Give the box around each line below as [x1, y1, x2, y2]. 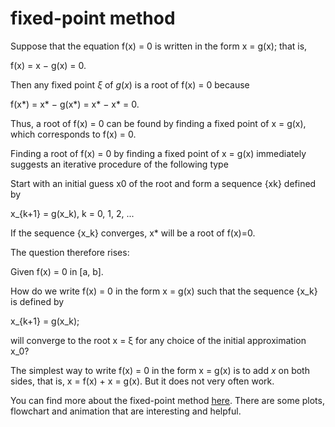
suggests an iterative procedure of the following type [10, 158, 229, 170]
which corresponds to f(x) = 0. [10, 128, 137, 140]
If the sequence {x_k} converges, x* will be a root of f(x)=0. [10, 227, 256, 239]
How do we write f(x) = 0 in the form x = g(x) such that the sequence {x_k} [10, 285, 318, 297]
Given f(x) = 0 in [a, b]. [10, 265, 104, 277]
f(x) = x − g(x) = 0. [10, 59, 87, 71]
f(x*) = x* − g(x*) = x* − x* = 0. [10, 98, 140, 110]
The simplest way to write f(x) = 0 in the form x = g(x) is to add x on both [10, 364, 310, 376]
